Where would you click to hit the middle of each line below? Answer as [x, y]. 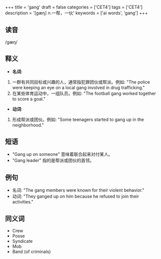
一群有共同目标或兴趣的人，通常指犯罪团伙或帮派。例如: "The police [81, 82]
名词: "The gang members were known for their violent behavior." [78, 190]
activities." [23, 202]
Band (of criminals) [31, 252]
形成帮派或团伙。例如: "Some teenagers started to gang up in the [78, 119]
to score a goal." [29, 99]
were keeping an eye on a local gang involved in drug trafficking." [78, 87]
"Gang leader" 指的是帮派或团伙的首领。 [53, 160]
